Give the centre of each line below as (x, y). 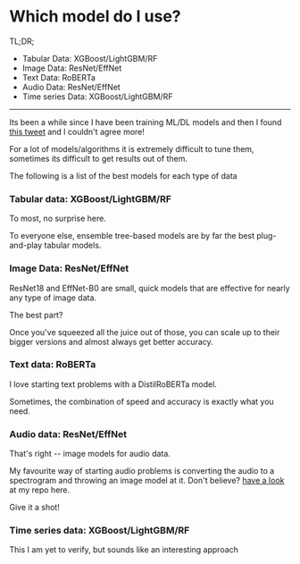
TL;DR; (22, 41)
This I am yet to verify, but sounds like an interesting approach (124, 550)
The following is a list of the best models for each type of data (124, 175)
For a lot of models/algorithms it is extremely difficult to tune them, (132, 148)
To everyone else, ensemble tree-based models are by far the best (132, 236)
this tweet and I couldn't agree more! (77, 131)
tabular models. (73, 245)
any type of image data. (53, 298)
